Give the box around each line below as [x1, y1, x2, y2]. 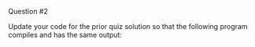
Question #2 [8, 7, 49, 16]
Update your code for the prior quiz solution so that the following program [8, 22, 248, 31]
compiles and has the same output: [8, 31, 122, 39]
